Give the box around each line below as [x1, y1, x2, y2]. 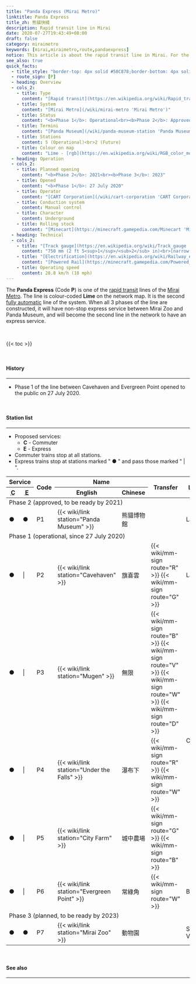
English [76, 489, 97, 497]
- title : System [16, 101, 57, 107]
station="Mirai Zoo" [57, 928, 111, 937]
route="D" [150, 720, 179, 728]
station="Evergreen [57, 887, 111, 896]
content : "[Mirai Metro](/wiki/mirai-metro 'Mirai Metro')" [21, 107, 171, 113]
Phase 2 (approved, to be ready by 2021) [9, 499, 123, 507]
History [6, 365, 25, 372]
